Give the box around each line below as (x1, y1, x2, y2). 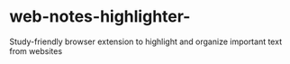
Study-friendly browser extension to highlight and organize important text (9, 36, 282, 47)
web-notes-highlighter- (9, 6, 191, 27)
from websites (9, 45, 63, 56)
